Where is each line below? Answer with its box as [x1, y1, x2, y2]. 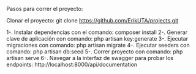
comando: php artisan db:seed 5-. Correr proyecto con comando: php [6, 48, 183, 55]
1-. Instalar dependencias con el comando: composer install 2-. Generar [6, 29, 188, 36]
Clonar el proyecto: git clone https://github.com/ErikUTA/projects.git [6, 17, 179, 24]
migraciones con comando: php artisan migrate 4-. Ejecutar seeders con [6, 42, 190, 49]
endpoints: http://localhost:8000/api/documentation [6, 61, 138, 68]
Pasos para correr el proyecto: [6, 5, 83, 12]
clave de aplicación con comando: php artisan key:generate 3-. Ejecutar [6, 35, 189, 42]
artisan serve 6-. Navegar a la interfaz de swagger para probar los [6, 55, 173, 61]
